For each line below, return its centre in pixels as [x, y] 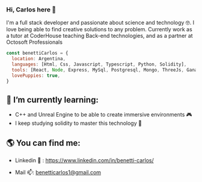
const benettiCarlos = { [37, 53]
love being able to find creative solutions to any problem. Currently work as [99, 29]
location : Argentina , [39, 59]
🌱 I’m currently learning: [53, 99]
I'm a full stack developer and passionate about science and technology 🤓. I [100, 23]
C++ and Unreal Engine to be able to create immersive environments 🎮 [103, 115]
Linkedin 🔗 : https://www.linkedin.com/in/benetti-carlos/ [84, 160]
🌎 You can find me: [44, 143]
